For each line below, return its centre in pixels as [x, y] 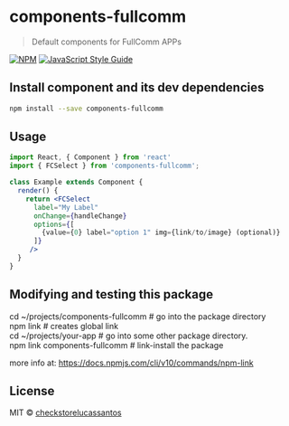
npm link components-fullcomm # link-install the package [117, 345]
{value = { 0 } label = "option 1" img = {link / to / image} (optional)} [161, 232]
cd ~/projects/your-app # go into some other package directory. [129, 336]
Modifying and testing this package [112, 294]
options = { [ [54, 224]
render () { [38, 191]
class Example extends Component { [76, 183]
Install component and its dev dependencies [137, 88]
